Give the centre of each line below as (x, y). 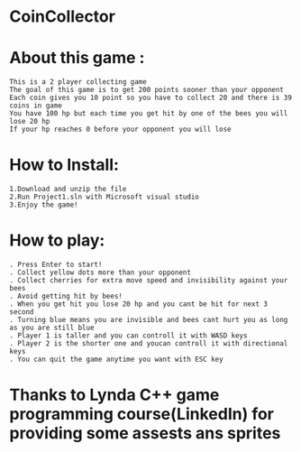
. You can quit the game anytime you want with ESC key (116, 359)
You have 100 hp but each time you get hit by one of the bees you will (149, 114)
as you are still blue (52, 327)
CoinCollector (62, 17)
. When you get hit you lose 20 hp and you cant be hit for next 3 (139, 304)
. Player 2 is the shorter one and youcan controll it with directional (149, 344)
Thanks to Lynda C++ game (114, 395)
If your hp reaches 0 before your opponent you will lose (120, 129)
